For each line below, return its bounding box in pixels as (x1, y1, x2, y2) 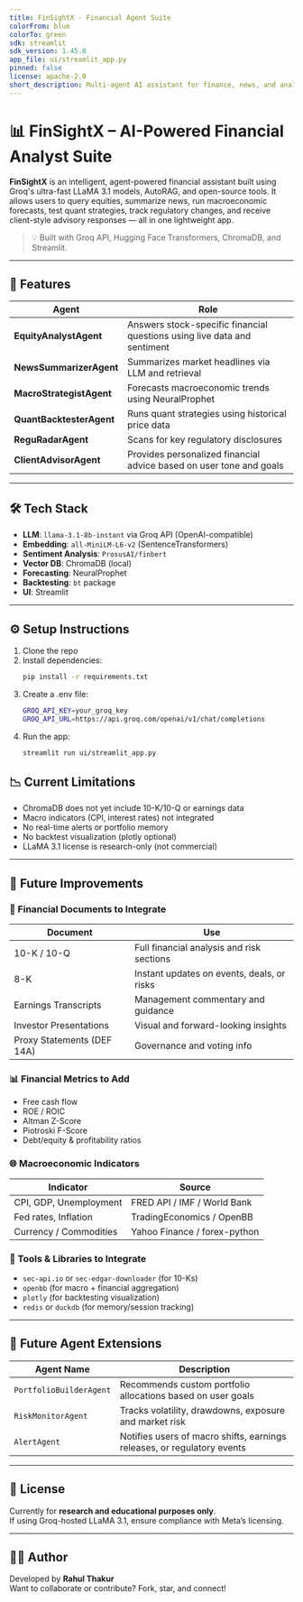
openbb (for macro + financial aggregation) (22, 1282, 179, 1293)
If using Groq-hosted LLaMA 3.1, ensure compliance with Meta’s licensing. (9, 1515, 284, 1525)
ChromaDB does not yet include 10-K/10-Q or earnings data (22, 803, 245, 814)
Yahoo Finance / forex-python (130, 1225, 260, 1238)
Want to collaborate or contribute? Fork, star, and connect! (9, 1583, 227, 1594)
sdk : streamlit (9, 38, 67, 48)
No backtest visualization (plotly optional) (22, 832, 178, 842)
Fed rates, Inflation (14, 1211, 93, 1223)
